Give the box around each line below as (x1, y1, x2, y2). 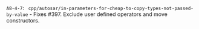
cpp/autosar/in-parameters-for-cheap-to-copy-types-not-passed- (28, 5, 194, 11)
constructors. (6, 17, 40, 24)
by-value (6, 12, 28, 18)
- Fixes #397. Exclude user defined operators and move (29, 11, 168, 18)
